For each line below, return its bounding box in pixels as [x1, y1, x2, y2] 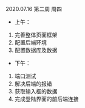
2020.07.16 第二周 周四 [5, 5, 62, 12]
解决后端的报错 [14, 80, 52, 87]
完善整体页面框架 [14, 31, 58, 38]
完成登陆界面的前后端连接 [14, 95, 79, 103]
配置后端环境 [14, 39, 47, 46]
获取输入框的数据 [14, 88, 58, 95]
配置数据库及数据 [14, 46, 58, 54]
